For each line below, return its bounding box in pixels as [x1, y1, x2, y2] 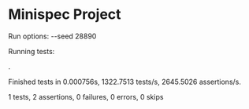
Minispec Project [8, 5, 121, 24]
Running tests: [8, 46, 55, 56]
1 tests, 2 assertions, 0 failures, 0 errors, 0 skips [8, 92, 164, 101]
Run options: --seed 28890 [8, 31, 97, 41]
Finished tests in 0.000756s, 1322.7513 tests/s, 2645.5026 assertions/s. [8, 77, 242, 86]
